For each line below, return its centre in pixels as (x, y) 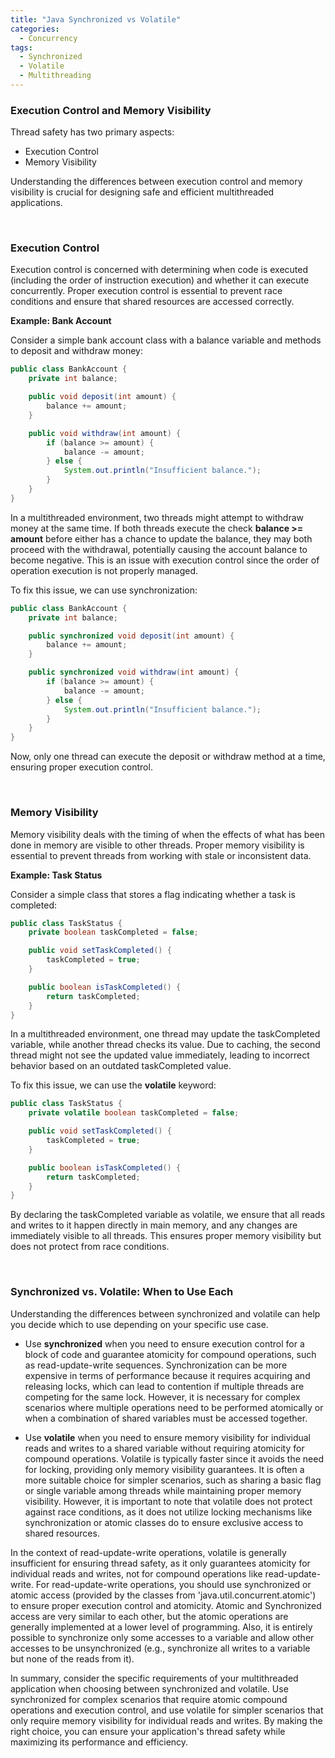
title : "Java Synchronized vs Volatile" (96, 19)
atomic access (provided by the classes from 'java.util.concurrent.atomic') (163, 1595)
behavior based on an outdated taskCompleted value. (121, 1066)
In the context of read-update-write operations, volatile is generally (148, 1552)
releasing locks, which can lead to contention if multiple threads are (164, 1386)
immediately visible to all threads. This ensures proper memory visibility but (166, 1236)
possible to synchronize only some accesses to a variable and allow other (162, 1637)
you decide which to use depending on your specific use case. (139, 1324)
